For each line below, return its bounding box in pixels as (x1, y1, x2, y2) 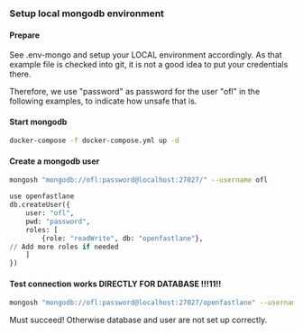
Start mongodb (9, 116, 68, 127)
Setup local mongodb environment (9, 7, 165, 20)
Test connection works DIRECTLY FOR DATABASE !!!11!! (9, 278, 222, 289)
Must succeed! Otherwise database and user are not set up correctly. (9, 314, 268, 326)
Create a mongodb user (9, 156, 100, 167)
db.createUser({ (9, 201, 70, 210)
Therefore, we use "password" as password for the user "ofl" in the (9, 86, 261, 97)
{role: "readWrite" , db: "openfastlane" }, (41, 233, 204, 243)
